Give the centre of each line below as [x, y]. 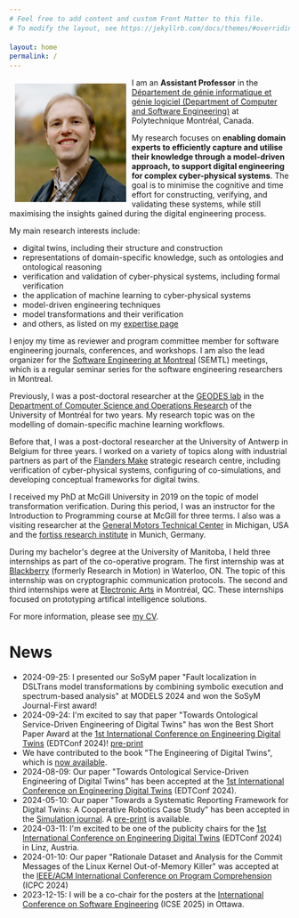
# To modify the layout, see [63, 28]
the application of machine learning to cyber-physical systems [137, 296]
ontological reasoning [62, 267]
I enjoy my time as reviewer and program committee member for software [144, 341]
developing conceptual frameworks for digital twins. [105, 480]
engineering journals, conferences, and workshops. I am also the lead [137, 351]
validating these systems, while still [196, 204]
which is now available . [65, 762]
